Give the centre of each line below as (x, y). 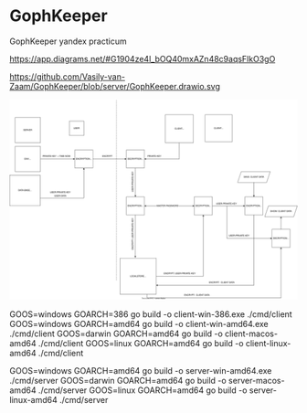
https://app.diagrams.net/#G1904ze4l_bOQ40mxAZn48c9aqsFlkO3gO (143, 58)
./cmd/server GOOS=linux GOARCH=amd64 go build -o (143, 390)
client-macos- (252, 334)
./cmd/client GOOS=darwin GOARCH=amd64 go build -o (116, 334)
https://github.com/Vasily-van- (68, 76)
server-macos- (256, 381)
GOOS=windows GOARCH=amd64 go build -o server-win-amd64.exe (141, 371)
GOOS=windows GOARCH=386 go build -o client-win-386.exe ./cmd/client (151, 314)
